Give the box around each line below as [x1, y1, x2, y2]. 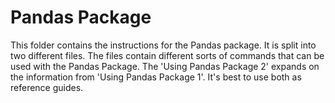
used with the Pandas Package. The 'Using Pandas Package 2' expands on [10, 60, 320, 72]
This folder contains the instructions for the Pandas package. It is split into [10, 39, 317, 51]
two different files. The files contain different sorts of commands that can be [10, 49, 325, 61]
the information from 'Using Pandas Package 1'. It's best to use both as [10, 71, 302, 83]
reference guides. [10, 81, 84, 93]
